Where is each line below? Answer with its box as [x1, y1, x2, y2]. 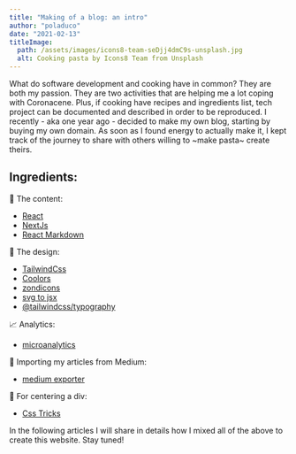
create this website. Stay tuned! [9, 435, 125, 445]
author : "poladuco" [9, 21, 81, 30]
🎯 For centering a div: [9, 390, 87, 401]
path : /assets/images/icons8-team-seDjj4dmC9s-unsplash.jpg [17, 46, 243, 55]
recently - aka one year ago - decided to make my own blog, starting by [9, 116, 271, 127]
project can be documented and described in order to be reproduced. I [9, 107, 267, 117]
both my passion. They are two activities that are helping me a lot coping [9, 88, 274, 98]
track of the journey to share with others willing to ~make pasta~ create [9, 135, 270, 145]
